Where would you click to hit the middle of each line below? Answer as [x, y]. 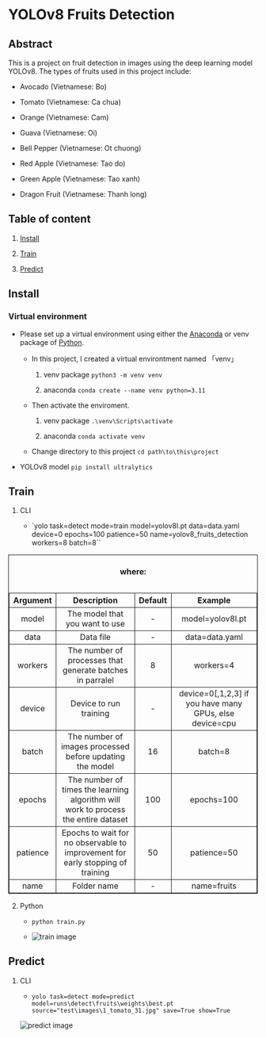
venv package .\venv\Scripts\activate [108, 420]
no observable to [95, 842]
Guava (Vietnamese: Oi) [58, 133]
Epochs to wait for [95, 833]
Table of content [49, 219]
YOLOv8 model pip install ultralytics [86, 466]
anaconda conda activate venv [94, 436]
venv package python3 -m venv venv [103, 374]
